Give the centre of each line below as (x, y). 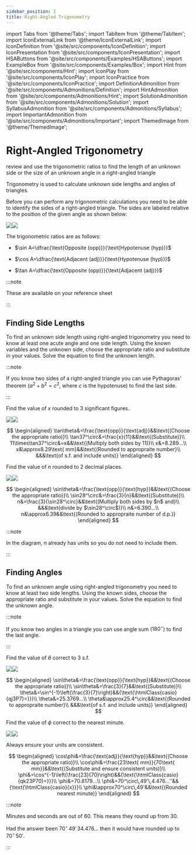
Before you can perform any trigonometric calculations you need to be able (97, 202)
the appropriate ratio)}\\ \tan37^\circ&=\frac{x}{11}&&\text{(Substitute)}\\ (98, 437)
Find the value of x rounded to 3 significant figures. (68, 408)
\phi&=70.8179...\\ (79, 781)
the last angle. (23, 635)
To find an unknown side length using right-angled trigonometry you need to (98, 337)
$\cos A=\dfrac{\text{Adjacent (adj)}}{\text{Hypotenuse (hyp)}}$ (92, 259)
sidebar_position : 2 (31, 11)
